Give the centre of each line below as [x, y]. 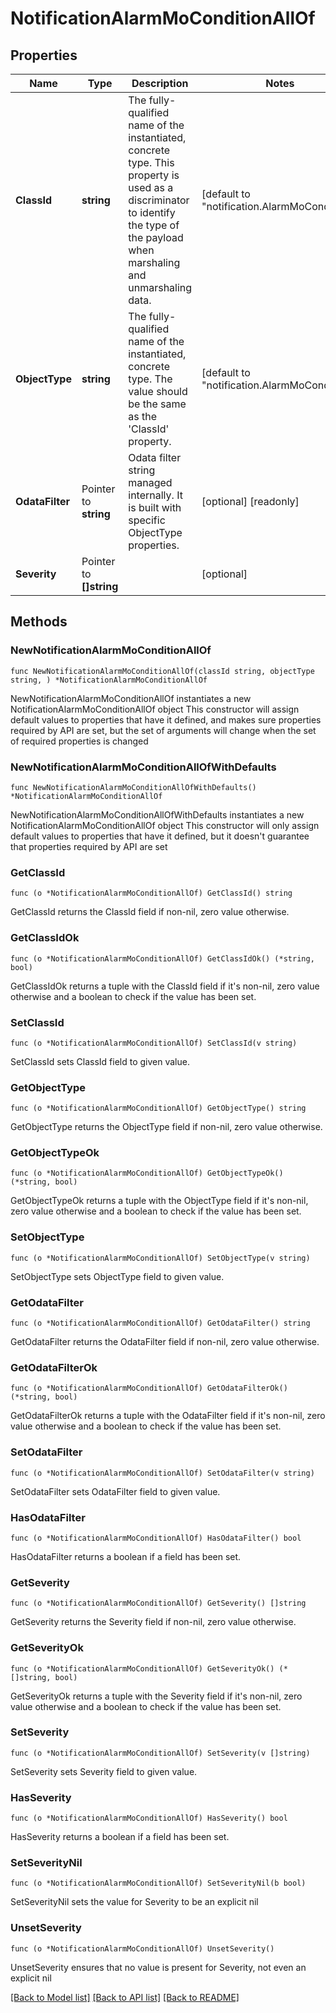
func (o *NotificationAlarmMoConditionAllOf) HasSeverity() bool [149, 1818]
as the [143, 416]
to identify [152, 212]
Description [160, 83]
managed [150, 482]
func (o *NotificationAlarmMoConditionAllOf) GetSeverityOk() [142, 1668]
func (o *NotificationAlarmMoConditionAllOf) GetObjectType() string [158, 1108]
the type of [154, 225]
